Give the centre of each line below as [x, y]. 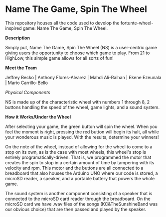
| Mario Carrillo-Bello [27, 83]
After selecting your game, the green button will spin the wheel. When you [82, 126]
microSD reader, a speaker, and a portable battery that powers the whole [80, 178]
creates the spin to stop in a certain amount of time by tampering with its [80, 162]
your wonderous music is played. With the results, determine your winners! [82, 137]
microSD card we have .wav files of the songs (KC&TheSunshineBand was [82, 204]
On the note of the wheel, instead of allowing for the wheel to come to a [79, 147]
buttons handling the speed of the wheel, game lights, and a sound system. [83, 107]
